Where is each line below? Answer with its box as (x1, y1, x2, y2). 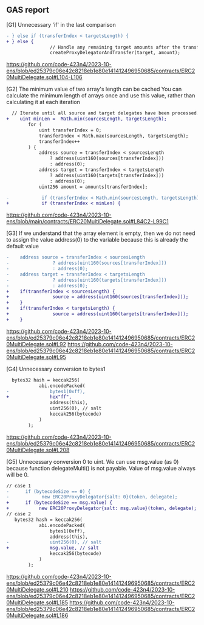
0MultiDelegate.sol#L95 (6, 353, 67, 361)
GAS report (6, 5, 50, 15)
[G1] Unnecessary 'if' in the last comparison (6, 21, 117, 28)
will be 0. (6, 471, 29, 478)
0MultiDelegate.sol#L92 (6, 340, 67, 347)
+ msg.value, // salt (6, 545, 99, 551)
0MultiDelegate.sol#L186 (6, 612, 69, 619)
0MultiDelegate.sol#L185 (6, 599, 69, 606)
